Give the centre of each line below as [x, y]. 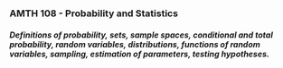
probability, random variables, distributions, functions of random [135, 44]
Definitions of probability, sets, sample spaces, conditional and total [141, 35]
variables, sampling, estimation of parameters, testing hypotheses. [139, 54]
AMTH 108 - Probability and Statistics [94, 13]
